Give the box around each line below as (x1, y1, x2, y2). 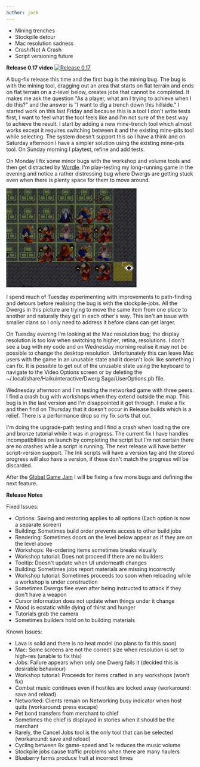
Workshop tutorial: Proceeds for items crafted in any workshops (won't (14, 671, 190, 678)
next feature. (6, 479, 38, 487)
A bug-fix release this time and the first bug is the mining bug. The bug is (6, 76, 186, 83)
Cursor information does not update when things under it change (14, 597, 175, 605)
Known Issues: (6, 628, 42, 635)
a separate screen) (14, 521, 61, 528)
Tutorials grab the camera (14, 610, 79, 617)
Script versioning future (14, 52, 73, 59)
